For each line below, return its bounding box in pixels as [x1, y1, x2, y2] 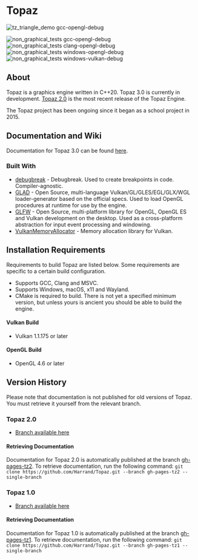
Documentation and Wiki [6, 131, 102, 141]
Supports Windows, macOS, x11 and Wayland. [15, 286, 130, 293]
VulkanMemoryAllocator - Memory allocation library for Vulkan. [15, 227, 173, 234]
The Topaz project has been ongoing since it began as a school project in [6, 107, 190, 114]
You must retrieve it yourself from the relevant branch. [6, 400, 142, 407]
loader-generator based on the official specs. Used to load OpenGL [15, 195, 183, 202]
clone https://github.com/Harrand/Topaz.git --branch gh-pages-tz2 [6, 469, 180, 475]
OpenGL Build [6, 346, 42, 354]
